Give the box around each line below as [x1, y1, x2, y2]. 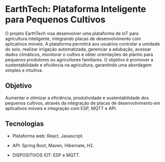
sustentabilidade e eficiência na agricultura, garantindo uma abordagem [5, 62, 152, 68]
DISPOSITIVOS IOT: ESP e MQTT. [12, 152, 81, 158]
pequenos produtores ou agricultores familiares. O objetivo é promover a [5, 56, 154, 62]
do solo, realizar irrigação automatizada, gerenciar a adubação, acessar [5, 46, 152, 52]
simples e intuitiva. [5, 67, 43, 73]
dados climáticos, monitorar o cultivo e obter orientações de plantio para [5, 51, 153, 57]
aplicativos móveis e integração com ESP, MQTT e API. [5, 105, 117, 111]
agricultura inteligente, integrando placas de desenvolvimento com [5, 36, 141, 42]
